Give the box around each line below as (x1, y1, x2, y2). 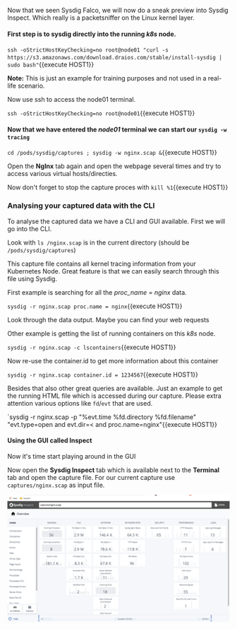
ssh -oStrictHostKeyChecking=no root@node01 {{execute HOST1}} (7, 109, 195, 117)
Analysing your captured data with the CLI (7, 201, 155, 211)
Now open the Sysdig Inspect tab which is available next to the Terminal (7, 466, 220, 474)
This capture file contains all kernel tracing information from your (7, 259, 196, 268)
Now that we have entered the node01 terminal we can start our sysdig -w (7, 125, 227, 134)
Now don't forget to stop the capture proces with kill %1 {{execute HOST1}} (7, 183, 229, 192)
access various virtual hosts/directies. (7, 170, 118, 178)
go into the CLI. (7, 224, 52, 233)
